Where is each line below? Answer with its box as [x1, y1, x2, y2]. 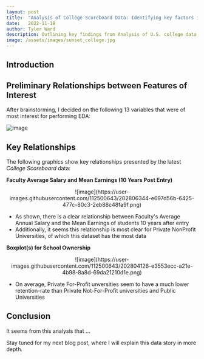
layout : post [6, 9, 39, 15]
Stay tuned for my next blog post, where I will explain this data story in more [6, 339, 197, 346]
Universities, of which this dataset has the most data [15, 232, 147, 240]
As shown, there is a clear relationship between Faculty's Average [15, 213, 180, 220]
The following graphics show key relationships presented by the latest [6, 158, 182, 166]
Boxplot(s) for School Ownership [6, 244, 91, 251]
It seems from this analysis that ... [6, 327, 90, 335]
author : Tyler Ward [6, 26, 56, 32]
